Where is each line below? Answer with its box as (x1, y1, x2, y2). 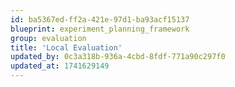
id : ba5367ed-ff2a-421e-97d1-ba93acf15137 (10, 14, 190, 25)
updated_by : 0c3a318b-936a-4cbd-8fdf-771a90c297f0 (10, 52, 226, 62)
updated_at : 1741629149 (10, 61, 110, 71)
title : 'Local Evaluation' (10, 42, 123, 53)
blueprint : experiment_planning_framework (10, 24, 190, 34)
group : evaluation (10, 33, 87, 43)
